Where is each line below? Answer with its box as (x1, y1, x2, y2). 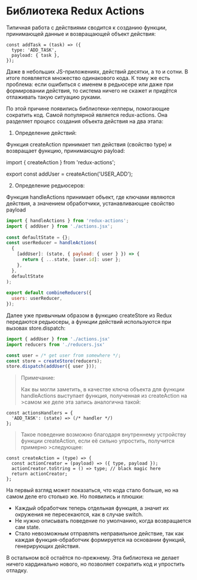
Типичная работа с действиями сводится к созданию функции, (6, 24, 167, 31)
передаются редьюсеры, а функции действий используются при (6, 318, 171, 325)
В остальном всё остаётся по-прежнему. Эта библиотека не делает (6, 554, 180, 561)
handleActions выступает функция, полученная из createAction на (20, 392, 187, 400)
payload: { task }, (11, 52, 60, 58)
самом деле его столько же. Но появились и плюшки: (6, 493, 144, 500)
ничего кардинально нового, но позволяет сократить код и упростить (6, 560, 185, 568)
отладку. (6, 567, 29, 574)
